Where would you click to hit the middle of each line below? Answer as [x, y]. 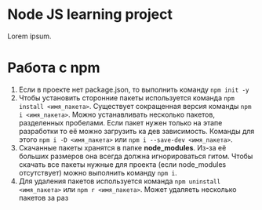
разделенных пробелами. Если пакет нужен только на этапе [120, 122]
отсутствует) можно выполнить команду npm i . [98, 172]
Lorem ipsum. [29, 36]
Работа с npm [54, 68]
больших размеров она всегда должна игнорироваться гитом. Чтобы [136, 156]
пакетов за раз [44, 197]
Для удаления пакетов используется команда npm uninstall [120, 181]
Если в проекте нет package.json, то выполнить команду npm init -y [134, 89]
